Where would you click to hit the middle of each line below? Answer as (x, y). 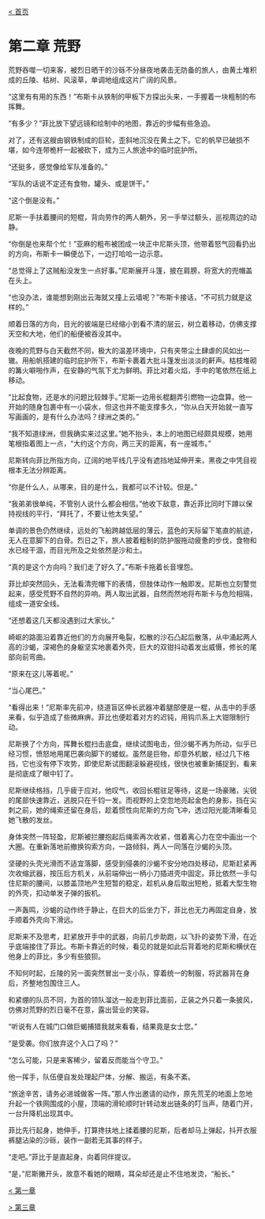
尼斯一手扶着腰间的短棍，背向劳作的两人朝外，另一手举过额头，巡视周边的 (129, 217)
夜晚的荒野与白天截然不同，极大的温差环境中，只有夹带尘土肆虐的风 (119, 350)
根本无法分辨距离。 (39, 470)
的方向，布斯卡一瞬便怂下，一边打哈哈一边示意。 (88, 253)
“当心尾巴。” (27, 690)
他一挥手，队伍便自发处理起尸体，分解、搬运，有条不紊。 (101, 1077)
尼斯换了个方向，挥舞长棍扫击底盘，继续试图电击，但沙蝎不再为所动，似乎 (129, 743)
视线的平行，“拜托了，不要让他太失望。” (78, 513)
